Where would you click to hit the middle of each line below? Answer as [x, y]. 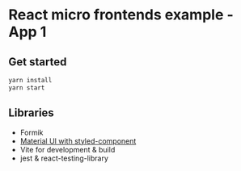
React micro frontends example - [121, 15]
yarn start [27, 88]
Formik [32, 132]
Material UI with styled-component [78, 141]
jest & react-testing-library [64, 158]
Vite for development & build [68, 149]
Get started [38, 62]
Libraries [31, 113]
